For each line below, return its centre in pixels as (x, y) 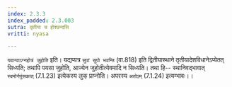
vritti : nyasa (28, 34)
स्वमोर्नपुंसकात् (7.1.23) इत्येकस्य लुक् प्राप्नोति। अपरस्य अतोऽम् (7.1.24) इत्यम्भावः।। (100, 76)
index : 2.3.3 (27, 14)
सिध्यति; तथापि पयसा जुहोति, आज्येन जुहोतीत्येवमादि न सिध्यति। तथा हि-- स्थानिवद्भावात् (106, 68)
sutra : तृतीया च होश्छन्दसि (38, 27)
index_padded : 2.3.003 (41, 21)
